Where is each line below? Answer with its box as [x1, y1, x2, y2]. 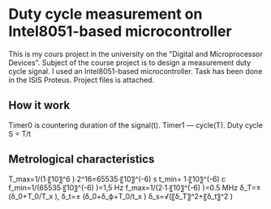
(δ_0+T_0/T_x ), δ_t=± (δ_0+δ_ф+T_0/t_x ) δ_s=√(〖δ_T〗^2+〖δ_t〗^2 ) [8, 191, 234, 201]
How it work [8, 98, 71, 112]
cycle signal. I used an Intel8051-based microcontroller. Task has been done [8, 66, 263, 76]
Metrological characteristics [8, 152, 155, 167]
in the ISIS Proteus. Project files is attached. [8, 75, 155, 85]
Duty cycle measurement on [8, 5, 203, 24]
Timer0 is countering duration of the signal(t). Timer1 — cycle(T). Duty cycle [8, 120, 264, 130]
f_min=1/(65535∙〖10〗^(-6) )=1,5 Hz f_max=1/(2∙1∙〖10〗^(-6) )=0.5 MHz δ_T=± [8, 182, 261, 192]
